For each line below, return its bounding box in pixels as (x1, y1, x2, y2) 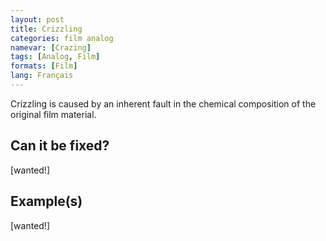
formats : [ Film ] (10, 61, 78, 71)
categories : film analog (10, 33, 114, 43)
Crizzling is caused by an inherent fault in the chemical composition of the (10, 97, 317, 110)
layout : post (10, 14, 65, 25)
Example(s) (10, 193, 83, 210)
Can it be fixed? (10, 137, 110, 155)
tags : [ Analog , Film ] (10, 52, 101, 62)
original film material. (10, 108, 97, 120)
